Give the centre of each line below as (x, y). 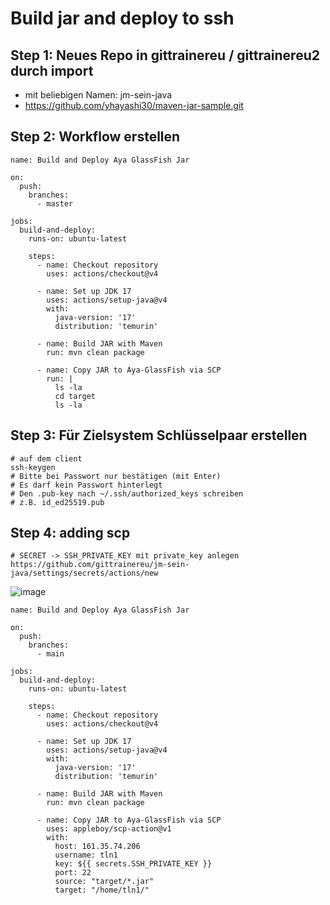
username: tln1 (86, 855)
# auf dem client (46, 458)
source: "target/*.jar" (104, 882)
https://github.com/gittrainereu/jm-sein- (100, 565)
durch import (52, 70)
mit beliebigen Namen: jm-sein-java (98, 95)
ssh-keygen (33, 467)
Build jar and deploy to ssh (122, 18)
